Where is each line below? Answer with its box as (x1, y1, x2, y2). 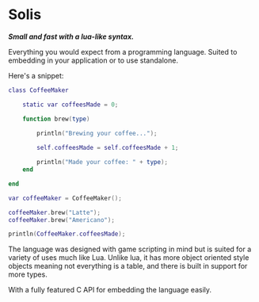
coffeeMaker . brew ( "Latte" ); (8, 208, 101, 216)
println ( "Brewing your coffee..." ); (36, 129, 158, 138)
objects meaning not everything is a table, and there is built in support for (8, 262, 248, 271)
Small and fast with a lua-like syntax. (8, 32, 135, 41)
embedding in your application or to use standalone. (8, 55, 178, 65)
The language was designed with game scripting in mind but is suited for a (8, 244, 252, 254)
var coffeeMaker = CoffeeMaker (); (8, 194, 123, 202)
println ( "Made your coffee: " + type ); (36, 159, 169, 166)
